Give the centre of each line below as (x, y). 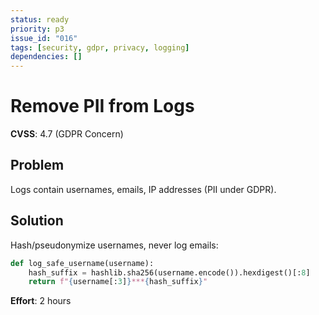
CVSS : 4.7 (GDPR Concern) (67, 134)
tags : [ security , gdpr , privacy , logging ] (100, 47)
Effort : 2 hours (41, 301)
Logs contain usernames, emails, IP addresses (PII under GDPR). (143, 189)
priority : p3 (37, 29)
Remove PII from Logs (102, 106)
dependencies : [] (46, 57)
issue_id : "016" (44, 38)
